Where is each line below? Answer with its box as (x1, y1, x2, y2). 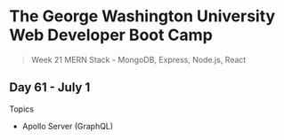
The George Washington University (9, 6, 276, 27)
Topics (9, 104, 34, 114)
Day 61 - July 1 (9, 80, 91, 95)
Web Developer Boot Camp (9, 25, 214, 45)
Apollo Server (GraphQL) (21, 121, 114, 131)
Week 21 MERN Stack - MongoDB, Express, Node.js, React (30, 54, 247, 65)
